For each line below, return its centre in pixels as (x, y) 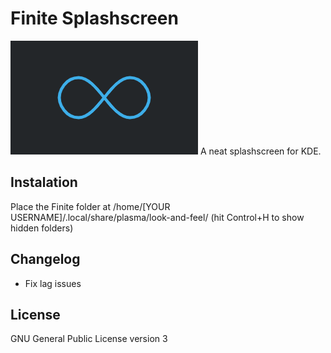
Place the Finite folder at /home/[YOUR (90, 206)
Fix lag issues (53, 283)
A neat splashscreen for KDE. (260, 151)
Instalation (44, 182)
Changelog (45, 259)
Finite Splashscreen (94, 18)
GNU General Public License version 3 (89, 339)
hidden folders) (42, 228)
